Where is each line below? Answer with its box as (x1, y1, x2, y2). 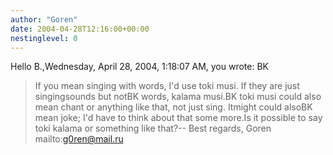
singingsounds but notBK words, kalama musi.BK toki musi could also (34, 91, 322, 103)
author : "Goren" (10, 14, 78, 25)
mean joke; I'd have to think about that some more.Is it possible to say (34, 112, 323, 124)
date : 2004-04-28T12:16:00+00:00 (10, 24, 150, 34)
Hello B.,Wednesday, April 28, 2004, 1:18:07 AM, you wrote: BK (10, 61, 270, 73)
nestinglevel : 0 (10, 33, 78, 43)
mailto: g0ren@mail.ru (34, 133, 124, 145)
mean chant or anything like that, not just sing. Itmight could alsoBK (34, 101, 313, 113)
